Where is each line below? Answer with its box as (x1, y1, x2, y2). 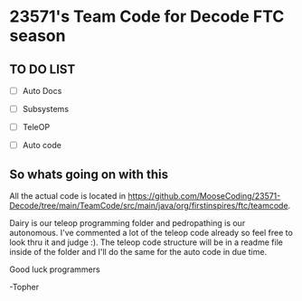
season (9, 25, 66, 46)
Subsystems (22, 104, 70, 115)
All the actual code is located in (9, 191, 127, 202)
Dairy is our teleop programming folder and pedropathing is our (9, 218, 246, 229)
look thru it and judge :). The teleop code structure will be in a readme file (9, 237, 283, 248)
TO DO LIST (9, 61, 76, 77)
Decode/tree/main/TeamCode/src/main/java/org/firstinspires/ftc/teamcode (9, 201, 288, 212)
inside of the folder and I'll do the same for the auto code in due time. (9, 247, 268, 258)
